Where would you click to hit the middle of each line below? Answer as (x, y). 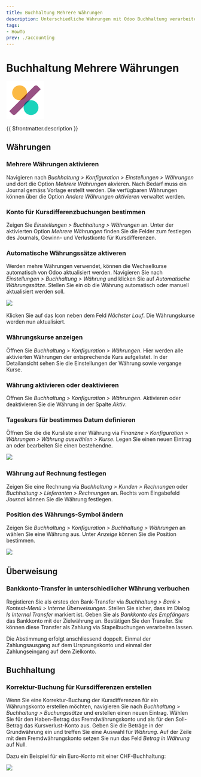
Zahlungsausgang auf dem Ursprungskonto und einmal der (79, 645)
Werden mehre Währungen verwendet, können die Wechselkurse (87, 266)
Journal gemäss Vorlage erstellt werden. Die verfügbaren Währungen (92, 190)
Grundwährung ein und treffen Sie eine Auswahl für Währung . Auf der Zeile (99, 732)
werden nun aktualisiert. (36, 322)
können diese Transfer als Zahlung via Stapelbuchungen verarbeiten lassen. (100, 627)
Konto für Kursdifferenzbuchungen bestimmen (76, 212)
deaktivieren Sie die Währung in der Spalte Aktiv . (66, 404)
